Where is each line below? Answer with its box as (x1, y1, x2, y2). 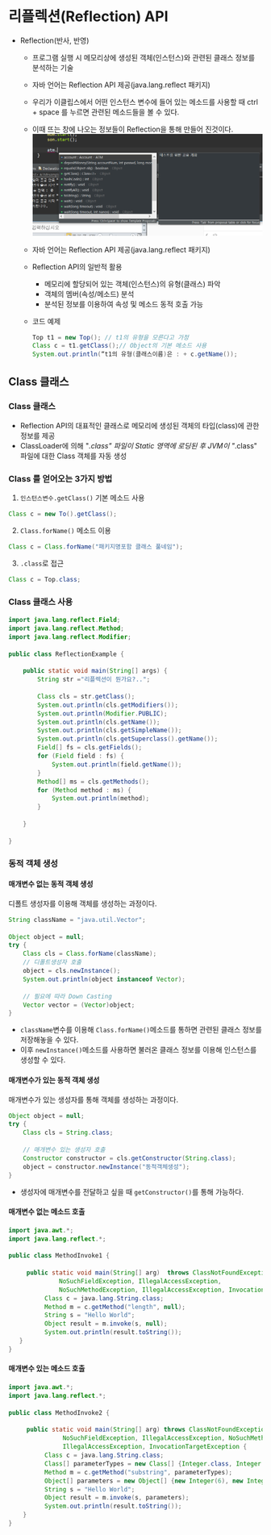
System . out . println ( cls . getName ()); (37, 718, 161, 726)
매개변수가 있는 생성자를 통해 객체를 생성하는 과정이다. (8, 1095, 179, 1104)
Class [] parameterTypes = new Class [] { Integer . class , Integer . (44, 1459, 265, 1468)
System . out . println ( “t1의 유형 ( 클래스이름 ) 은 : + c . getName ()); (31, 350, 238, 359)
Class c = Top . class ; (8, 575, 81, 583)
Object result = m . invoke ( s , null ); (44, 1320, 168, 1328)
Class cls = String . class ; (23, 1128, 114, 1137)
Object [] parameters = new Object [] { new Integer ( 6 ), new (44, 1477, 244, 1485)
